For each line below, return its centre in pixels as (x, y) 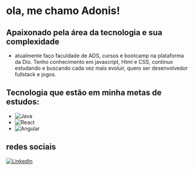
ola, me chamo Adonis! (63, 11)
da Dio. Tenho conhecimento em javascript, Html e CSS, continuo (94, 62)
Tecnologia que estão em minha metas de (84, 93)
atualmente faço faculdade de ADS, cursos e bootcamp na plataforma (99, 56)
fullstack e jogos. (35, 74)
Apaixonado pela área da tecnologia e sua (84, 33)
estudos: (23, 102)
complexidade (33, 41)
